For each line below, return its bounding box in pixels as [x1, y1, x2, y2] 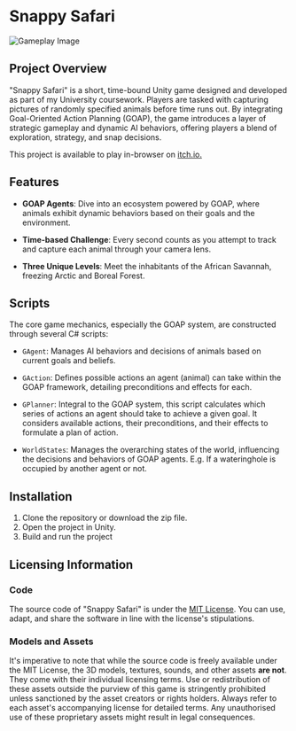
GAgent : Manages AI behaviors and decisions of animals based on [21, 346, 261, 356]
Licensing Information [9, 556, 134, 572]
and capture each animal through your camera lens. [21, 244, 211, 254]
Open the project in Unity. [21, 522, 117, 533]
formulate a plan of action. [21, 427, 119, 438]
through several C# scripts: [9, 329, 109, 339]
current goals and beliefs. [21, 355, 116, 366]
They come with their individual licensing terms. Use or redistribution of [9, 674, 270, 685]
